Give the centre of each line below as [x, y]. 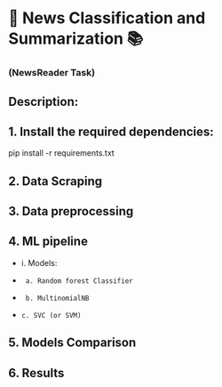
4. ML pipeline [48, 242]
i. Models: [39, 262]
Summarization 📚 [76, 39]
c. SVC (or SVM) [51, 315]
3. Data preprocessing [71, 211]
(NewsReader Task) [52, 73]
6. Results [36, 373]
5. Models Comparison [72, 343]
